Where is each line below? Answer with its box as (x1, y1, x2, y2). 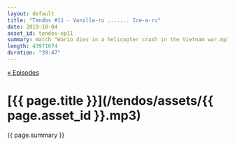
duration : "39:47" (7, 50, 61, 57)
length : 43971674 (7, 43, 58, 50)
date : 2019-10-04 (7, 23, 58, 30)
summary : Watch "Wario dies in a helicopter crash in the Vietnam (7, 36, 205, 43)
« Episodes (7, 68, 40, 77)
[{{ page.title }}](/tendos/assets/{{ (7, 93, 214, 109)
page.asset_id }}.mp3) (7, 108, 141, 124)
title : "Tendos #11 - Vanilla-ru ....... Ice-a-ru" (7, 17, 161, 24)
